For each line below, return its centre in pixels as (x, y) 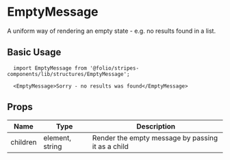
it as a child (110, 146)
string (53, 146)
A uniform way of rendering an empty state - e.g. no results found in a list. (112, 31)
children (24, 142)
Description (156, 126)
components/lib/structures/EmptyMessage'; (68, 74)
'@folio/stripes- (114, 68)
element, (57, 137)
